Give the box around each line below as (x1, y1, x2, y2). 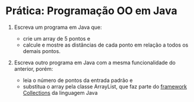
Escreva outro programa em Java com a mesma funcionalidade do (14, 59, 176, 66)
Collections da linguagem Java (22, 89, 98, 96)
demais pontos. (22, 47, 61, 54)
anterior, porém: (14, 65, 54, 72)
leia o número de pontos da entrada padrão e (22, 77, 133, 84)
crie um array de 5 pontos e (22, 35, 91, 42)
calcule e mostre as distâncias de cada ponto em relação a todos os (22, 41, 189, 48)
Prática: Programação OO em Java (5, 4, 177, 18)
